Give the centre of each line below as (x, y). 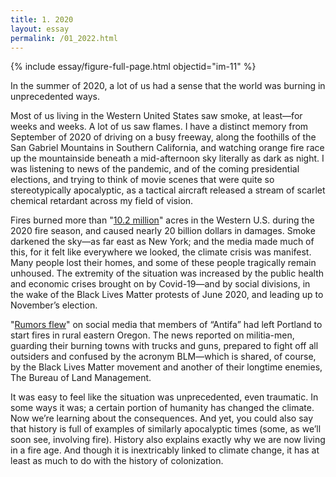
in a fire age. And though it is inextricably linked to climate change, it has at (165, 450)
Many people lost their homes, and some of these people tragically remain (163, 263)
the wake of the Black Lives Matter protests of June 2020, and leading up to (167, 295)
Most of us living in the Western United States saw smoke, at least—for (156, 116)
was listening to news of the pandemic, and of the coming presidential (155, 169)
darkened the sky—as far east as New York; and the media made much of (162, 242)
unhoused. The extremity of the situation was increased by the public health (167, 273)
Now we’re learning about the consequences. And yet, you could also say (162, 418)
